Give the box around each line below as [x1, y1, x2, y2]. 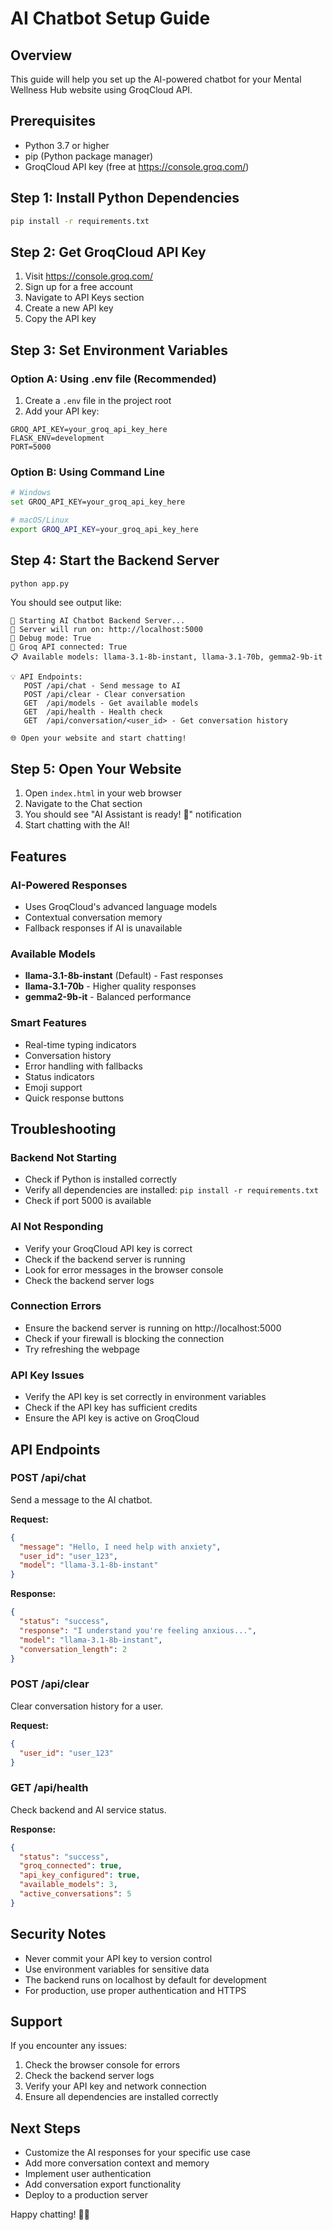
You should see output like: [10, 597, 122, 609]
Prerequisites [10, 113, 96, 130]
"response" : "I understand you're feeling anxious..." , [19, 1625, 257, 1636]
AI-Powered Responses [10, 878, 128, 892]
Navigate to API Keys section [24, 292, 145, 304]
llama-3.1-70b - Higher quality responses [24, 980, 197, 992]
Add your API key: [24, 405, 100, 417]
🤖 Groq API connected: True [10, 642, 128, 652]
